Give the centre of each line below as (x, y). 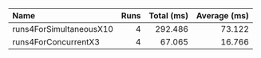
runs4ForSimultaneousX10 (63, 29)
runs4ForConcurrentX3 (56, 42)
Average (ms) (222, 15)
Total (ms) (169, 15)
